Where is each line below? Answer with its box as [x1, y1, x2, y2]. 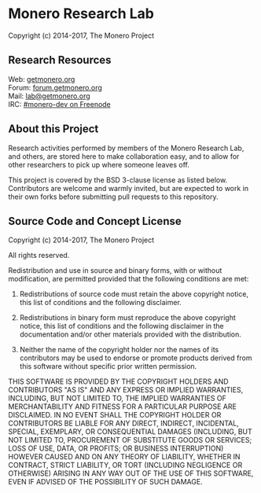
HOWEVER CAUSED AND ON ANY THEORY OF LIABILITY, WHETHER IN [8, 452, 241, 462]
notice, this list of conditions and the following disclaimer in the [19, 322, 224, 331]
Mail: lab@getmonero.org [8, 91, 90, 101]
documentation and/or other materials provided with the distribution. [19, 329, 241, 339]
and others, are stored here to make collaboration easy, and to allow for [8, 151, 240, 161]
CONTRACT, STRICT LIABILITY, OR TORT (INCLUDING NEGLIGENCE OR [8, 461, 243, 470]
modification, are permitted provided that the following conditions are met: [8, 274, 249, 284]
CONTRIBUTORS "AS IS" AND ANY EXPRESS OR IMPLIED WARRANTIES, [8, 385, 244, 395]
